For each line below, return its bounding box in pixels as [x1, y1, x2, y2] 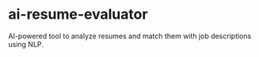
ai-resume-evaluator [8, 5, 148, 23]
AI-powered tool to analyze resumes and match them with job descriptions [8, 31, 252, 41]
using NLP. [8, 39, 44, 48]
